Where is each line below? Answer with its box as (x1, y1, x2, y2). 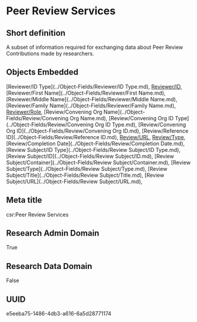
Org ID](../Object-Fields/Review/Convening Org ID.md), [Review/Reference (6, 127, 189, 135)
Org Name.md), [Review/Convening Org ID (69, 114, 174, 121)
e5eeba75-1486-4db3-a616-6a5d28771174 (6, 310, 112, 317)
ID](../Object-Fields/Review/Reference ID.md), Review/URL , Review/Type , (6, 133, 186, 140)
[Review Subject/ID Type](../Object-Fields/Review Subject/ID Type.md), (6, 146, 181, 153)
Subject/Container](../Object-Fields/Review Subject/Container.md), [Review (6, 159, 191, 166)
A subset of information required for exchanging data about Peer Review (6, 43, 183, 51)
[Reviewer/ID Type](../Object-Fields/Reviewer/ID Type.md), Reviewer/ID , (6, 83, 182, 90)
